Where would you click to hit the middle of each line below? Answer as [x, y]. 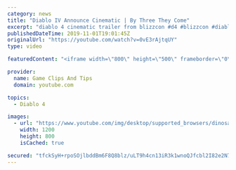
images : [19, 117]
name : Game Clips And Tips [53, 78]
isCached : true [42, 143]
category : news [29, 14]
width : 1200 [37, 130]
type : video [25, 46]
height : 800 [37, 136]
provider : [22, 72]
